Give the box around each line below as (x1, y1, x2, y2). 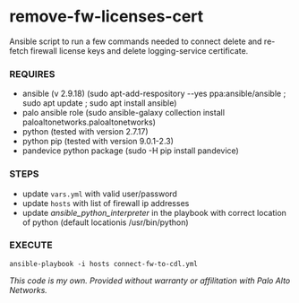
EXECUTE (9, 239, 53, 252)
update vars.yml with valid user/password (21, 188, 177, 199)
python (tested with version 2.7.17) (21, 126, 149, 137)
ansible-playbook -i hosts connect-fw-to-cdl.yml (9, 259, 199, 268)
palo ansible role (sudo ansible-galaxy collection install (21, 108, 226, 118)
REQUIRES (9, 67, 56, 80)
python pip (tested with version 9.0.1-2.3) (21, 136, 175, 147)
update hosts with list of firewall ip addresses (21, 197, 190, 208)
